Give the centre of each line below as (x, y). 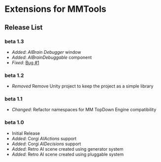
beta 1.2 (14, 75)
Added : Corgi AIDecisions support (46, 144)
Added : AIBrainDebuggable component (52, 57)
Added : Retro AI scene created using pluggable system (68, 154)
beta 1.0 (14, 122)
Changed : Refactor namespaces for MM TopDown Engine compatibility (84, 110)
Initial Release (26, 133)
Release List (24, 27)
